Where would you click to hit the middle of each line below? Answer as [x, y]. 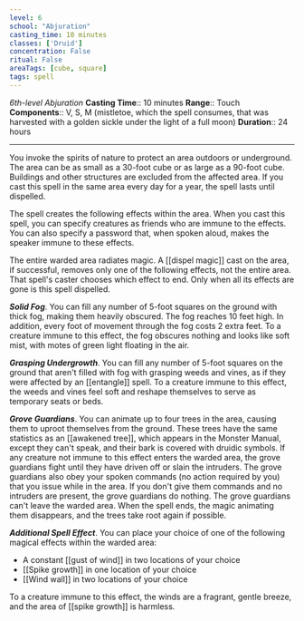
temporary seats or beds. [57, 401]
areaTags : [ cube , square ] [58, 69]
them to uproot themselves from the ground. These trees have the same [143, 428]
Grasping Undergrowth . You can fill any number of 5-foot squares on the [146, 363]
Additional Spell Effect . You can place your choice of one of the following [147, 532]
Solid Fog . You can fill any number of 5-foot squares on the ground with [143, 306]
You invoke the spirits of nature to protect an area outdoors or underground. [151, 157]
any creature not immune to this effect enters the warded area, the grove [145, 457]
